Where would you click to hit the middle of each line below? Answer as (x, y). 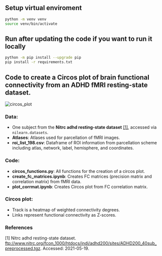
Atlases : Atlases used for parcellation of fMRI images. (66, 137)
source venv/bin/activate (31, 24)
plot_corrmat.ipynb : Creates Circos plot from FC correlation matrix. (80, 187)
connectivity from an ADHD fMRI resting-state (76, 85)
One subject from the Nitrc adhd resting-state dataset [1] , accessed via (84, 127)
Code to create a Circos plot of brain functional (77, 77)
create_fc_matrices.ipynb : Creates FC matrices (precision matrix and (82, 176)
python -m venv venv (26, 19)
